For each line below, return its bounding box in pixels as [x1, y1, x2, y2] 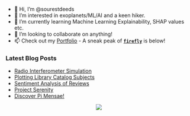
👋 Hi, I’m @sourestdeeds [14, 6, 75, 12]
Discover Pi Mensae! [14, 92, 65, 100]
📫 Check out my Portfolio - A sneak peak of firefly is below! [14, 37, 166, 44]
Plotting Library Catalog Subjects [14, 74, 95, 81]
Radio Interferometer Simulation [14, 68, 92, 75]
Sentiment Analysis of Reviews [14, 80, 89, 87]
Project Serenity [14, 86, 54, 94]
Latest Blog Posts [5, 54, 57, 62]
